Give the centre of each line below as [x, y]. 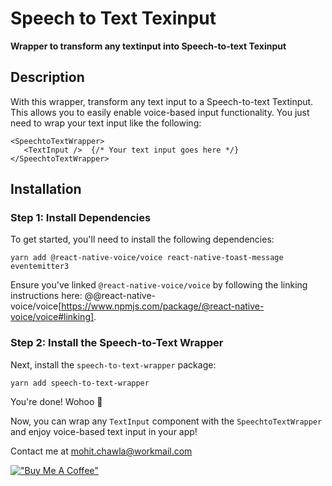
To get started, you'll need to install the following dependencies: [142, 239]
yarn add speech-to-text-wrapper [80, 383]
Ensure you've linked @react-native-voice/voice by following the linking [159, 285]
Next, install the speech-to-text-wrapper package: [113, 364]
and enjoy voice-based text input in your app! [104, 431]
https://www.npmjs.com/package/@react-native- [163, 306]
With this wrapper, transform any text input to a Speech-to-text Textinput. [162, 101]
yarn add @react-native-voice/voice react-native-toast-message [147, 258]
